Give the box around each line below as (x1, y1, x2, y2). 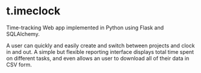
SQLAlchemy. (6, 30, 40, 37)
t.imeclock (6, 4, 61, 18)
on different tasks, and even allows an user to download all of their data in (6, 54, 190, 62)
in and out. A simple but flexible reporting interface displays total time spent (6, 48, 194, 55)
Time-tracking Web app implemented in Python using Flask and (6, 24, 164, 31)
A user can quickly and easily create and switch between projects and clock (6, 42, 195, 49)
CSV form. (6, 61, 32, 68)
